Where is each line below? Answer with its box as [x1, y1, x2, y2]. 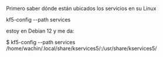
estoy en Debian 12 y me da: [6, 27, 74, 34]
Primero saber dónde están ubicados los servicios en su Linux [6, 5, 157, 12]
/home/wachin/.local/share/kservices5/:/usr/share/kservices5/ [6, 45, 157, 52]
